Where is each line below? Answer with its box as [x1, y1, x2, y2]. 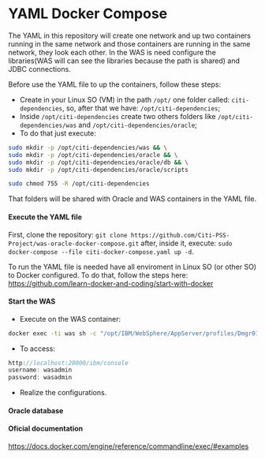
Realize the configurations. [19, 388, 107, 397]
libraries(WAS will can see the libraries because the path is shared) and [8, 56, 241, 65]
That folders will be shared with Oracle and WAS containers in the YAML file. [8, 194, 257, 203]
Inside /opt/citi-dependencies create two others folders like [19, 111, 216, 121]
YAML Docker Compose [8, 5, 168, 23]
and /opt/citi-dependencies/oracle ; [78, 120, 197, 129]
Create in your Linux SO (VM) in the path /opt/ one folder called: [19, 95, 230, 104]
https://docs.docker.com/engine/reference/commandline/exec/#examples [8, 442, 249, 451]
